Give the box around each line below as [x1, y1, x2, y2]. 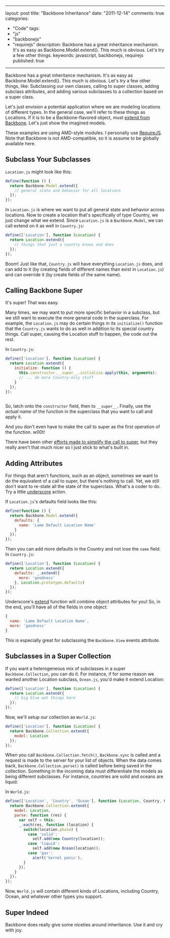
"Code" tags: [12, 25, 40, 31]
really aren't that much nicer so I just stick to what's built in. [5, 444, 130, 450]
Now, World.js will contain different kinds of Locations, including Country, [5, 888, 159, 894]
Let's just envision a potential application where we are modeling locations [5, 104, 160, 110]
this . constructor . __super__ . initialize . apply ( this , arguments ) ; [18, 370, 157, 375]
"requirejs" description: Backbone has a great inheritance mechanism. [12, 42, 159, 47]
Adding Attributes [5, 459, 63, 468]
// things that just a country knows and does [14, 242, 114, 247]
